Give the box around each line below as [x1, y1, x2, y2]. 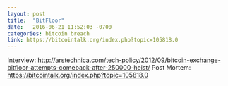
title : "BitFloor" [7, 17, 65, 24]
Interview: [7, 56, 37, 64]
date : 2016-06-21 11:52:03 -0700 [7, 23, 112, 30]
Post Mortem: [151, 63, 191, 72]
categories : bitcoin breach [7, 30, 90, 37]
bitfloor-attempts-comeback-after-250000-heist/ [7, 63, 150, 72]
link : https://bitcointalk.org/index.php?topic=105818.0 [7, 37, 179, 44]
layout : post [7, 10, 46, 18]
